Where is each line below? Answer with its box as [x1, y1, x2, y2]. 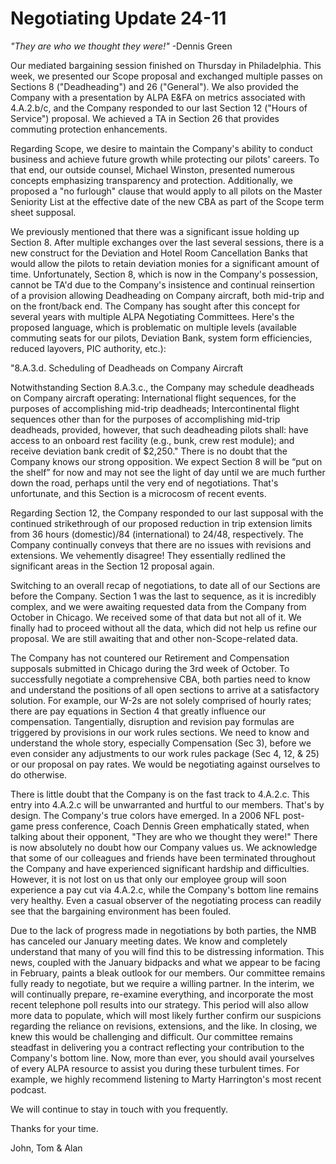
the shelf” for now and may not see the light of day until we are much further [10, 466, 326, 478]
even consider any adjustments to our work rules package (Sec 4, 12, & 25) [10, 747, 320, 759]
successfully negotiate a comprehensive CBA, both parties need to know [10, 673, 311, 685]
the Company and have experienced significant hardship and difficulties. [10, 862, 310, 874]
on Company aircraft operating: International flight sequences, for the [10, 392, 297, 404]
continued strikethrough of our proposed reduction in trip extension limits [10, 517, 313, 529]
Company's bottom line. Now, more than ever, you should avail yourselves [10, 1052, 315, 1064]
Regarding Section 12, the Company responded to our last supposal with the [10, 507, 324, 519]
